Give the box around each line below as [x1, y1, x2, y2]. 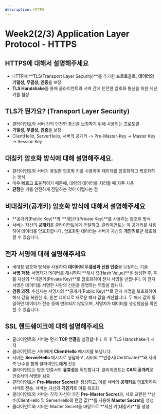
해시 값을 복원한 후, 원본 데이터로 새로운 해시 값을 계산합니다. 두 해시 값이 [12, 294, 151, 300]
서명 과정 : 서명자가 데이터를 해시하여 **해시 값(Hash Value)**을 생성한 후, [12, 270, 153, 276]
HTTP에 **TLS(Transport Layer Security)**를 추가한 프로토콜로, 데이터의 [12, 73, 154, 79]
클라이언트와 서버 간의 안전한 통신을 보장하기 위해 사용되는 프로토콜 [12, 121, 140, 127]
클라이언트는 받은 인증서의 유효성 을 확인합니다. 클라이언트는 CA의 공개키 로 [12, 367, 154, 372]
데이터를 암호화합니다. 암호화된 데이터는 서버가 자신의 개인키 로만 [21, 228, 144, 234]
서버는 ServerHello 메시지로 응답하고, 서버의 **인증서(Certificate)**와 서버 [12, 354, 157, 360]
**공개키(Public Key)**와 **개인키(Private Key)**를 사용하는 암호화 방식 [12, 216, 151, 222]
